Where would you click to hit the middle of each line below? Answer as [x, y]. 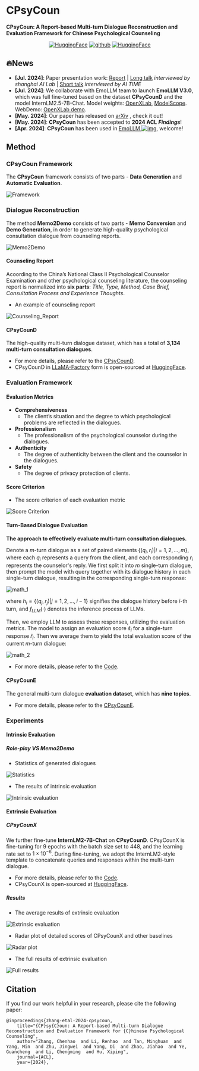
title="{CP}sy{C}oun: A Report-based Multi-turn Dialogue [90, 1026]
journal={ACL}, [36, 1057]
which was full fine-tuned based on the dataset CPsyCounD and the [99, 96]
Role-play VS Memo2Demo [40, 748]
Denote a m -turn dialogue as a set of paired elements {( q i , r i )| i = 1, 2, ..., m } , [98, 551]
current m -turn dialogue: [36, 644]
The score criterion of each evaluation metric [70, 500]
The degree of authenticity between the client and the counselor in [105, 454]
